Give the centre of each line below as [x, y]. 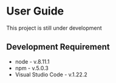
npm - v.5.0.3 [32, 68]
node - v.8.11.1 [32, 61]
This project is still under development [54, 28]
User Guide [35, 11]
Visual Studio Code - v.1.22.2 [51, 75]
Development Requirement [58, 47]
